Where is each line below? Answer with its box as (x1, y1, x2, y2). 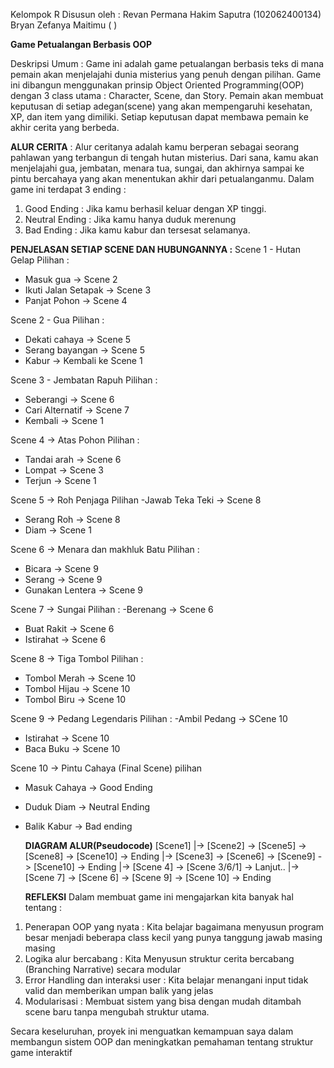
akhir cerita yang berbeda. (10, 122, 120, 133)
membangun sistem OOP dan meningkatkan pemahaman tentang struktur (10, 1036, 314, 1048)
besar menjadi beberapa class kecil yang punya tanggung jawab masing (24, 932, 323, 943)
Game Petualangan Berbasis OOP (10, 39, 153, 50)
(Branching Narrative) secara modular (24, 964, 182, 975)
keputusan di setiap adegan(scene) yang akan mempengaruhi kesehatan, (10, 100, 313, 112)
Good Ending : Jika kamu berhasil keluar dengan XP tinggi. (24, 203, 267, 214)
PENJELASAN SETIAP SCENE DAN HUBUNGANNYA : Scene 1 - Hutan (10, 244, 302, 255)
